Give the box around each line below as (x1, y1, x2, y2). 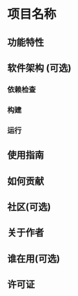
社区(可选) (7, 201, 51, 212)
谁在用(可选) (7, 252, 61, 265)
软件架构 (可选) (7, 62, 72, 74)
